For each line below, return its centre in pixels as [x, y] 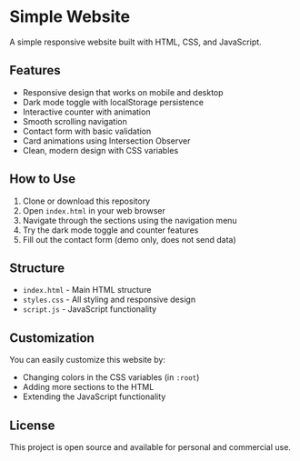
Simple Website [70, 17]
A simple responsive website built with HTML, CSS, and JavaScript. [135, 42]
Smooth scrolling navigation [75, 121]
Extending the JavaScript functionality [94, 396]
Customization [52, 338]
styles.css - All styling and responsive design [109, 300]
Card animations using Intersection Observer [106, 140]
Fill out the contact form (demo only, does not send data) [129, 239]
